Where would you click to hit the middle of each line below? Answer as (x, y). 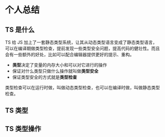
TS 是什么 (20, 30)
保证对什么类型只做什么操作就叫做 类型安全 (55, 71)
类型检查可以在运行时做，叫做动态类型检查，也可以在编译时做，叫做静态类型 (82, 88)
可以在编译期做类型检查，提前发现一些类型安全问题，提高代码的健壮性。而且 (82, 48)
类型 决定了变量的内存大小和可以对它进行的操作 (59, 65)
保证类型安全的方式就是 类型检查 (44, 77)
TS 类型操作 (23, 128)
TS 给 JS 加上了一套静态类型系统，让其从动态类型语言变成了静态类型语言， (81, 42)
